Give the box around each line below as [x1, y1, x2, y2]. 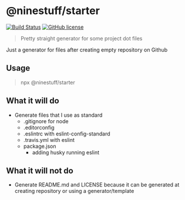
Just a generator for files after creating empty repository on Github [6, 46, 168, 53]
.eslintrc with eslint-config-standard [23, 130, 110, 137]
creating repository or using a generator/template [14, 188, 134, 195]
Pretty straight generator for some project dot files [20, 35, 143, 42]
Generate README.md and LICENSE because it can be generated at [14, 181, 180, 188]
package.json [23, 143, 56, 150]
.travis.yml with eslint [23, 136, 75, 143]
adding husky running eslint [32, 148, 100, 156]
